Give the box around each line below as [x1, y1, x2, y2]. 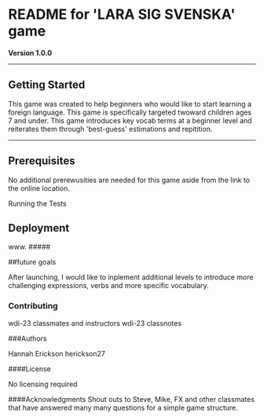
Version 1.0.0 [8, 48, 53, 57]
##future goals [8, 257, 57, 267]
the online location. [8, 183, 71, 193]
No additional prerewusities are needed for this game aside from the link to [8, 175, 250, 184]
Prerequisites [8, 155, 75, 168]
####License [8, 363, 51, 374]
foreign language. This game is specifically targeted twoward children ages [8, 108, 252, 117]
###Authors [8, 334, 47, 343]
